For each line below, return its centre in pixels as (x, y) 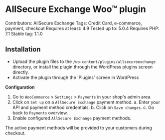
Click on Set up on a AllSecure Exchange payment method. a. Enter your (86, 102)
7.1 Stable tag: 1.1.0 (24, 33)
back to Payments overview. (40, 112)
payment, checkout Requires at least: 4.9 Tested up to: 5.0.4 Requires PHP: (82, 28)
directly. (21, 72)
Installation (23, 49)
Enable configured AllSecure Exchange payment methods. (72, 118)
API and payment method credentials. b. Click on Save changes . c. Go (83, 107)
